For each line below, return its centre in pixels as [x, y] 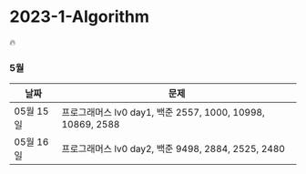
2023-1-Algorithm [80, 17]
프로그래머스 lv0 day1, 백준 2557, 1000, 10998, [163, 113]
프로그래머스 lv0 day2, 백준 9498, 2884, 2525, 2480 [173, 149]
